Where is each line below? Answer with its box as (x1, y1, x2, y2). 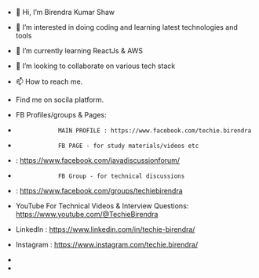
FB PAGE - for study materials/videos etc (57, 142, 199, 150)
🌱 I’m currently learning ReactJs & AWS (15, 46, 144, 55)
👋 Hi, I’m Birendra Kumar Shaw (15, 8, 115, 16)
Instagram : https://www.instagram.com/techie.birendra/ (15, 240, 199, 249)
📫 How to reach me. (15, 77, 83, 86)
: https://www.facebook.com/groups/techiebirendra (15, 186, 183, 195)
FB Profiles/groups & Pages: (15, 110, 108, 119)
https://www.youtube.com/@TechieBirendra (15, 210, 159, 218)
